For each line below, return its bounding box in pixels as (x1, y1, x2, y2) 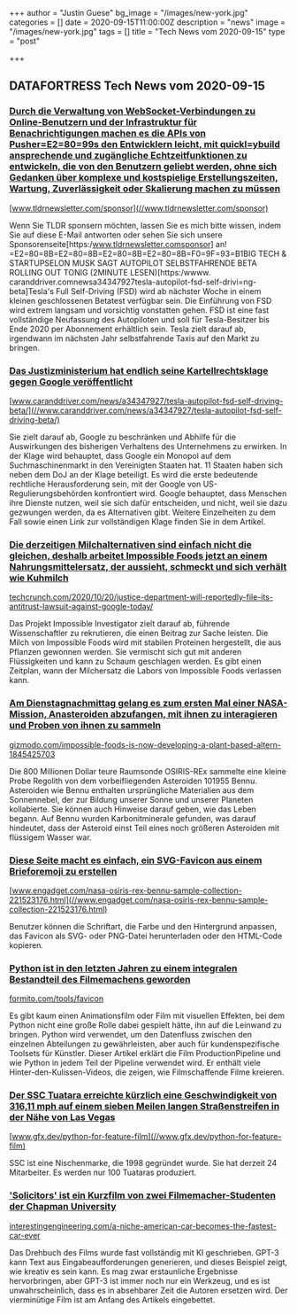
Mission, (9, 708, 47, 720)
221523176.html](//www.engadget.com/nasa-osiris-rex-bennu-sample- (9, 894, 269, 905)
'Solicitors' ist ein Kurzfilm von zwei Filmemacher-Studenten (9, 1189, 277, 1201)
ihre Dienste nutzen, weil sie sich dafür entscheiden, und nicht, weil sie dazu (9, 497, 287, 508)
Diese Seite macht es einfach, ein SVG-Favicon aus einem (9, 854, 263, 867)
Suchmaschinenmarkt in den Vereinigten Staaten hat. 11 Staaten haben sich (9, 460, 284, 470)
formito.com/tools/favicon (9, 993, 104, 1004)
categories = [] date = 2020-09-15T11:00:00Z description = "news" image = (9, 17, 286, 27)
